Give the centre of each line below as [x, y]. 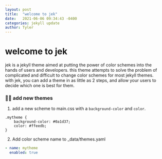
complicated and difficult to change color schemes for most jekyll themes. [79, 75]
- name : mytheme [21, 148]
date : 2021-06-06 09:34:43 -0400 [41, 18]
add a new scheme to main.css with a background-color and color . [79, 109]
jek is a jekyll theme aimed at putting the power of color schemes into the [78, 65]
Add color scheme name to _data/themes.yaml [59, 139]
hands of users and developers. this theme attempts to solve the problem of [81, 70]
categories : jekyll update [32, 23]
